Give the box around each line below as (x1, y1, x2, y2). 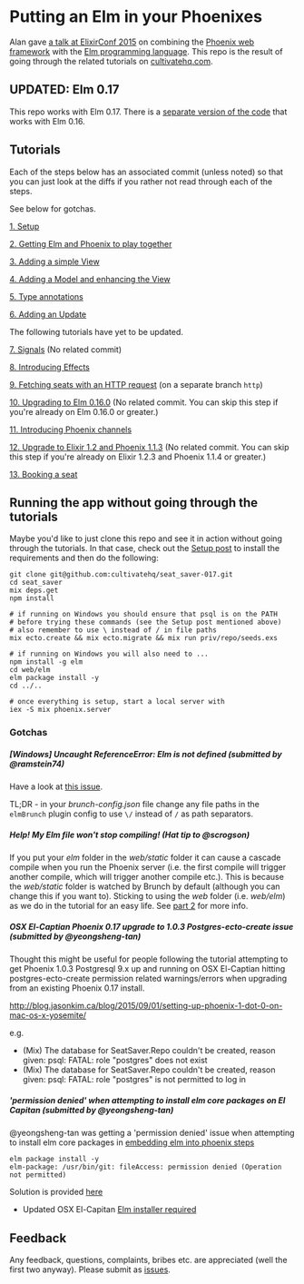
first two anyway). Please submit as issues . (9, 1264, 171, 1275)
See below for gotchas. (9, 202, 97, 214)
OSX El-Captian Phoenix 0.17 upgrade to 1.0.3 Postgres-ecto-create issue (9, 921, 294, 932)
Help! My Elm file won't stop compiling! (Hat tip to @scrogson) (9, 829, 250, 840)
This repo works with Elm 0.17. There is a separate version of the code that (9, 106, 288, 117)
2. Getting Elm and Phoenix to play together (9, 238, 172, 249)
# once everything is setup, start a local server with (9, 697, 225, 706)
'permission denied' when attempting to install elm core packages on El (9, 1094, 286, 1105)
